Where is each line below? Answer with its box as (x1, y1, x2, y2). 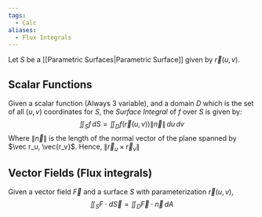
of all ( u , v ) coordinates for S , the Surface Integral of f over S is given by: (8, 107, 242, 116)
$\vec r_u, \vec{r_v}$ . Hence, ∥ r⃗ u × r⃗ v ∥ (8, 142, 140, 153)
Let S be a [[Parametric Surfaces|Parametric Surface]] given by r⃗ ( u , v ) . (8, 55, 241, 64)
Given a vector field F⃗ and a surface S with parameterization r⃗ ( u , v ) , (8, 187, 234, 197)
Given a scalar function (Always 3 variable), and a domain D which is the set (8, 99, 254, 108)
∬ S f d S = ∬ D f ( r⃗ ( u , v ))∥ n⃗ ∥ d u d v (79, 120, 184, 131)
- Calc (15, 19, 37, 27)
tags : (8, 11, 26, 20)
